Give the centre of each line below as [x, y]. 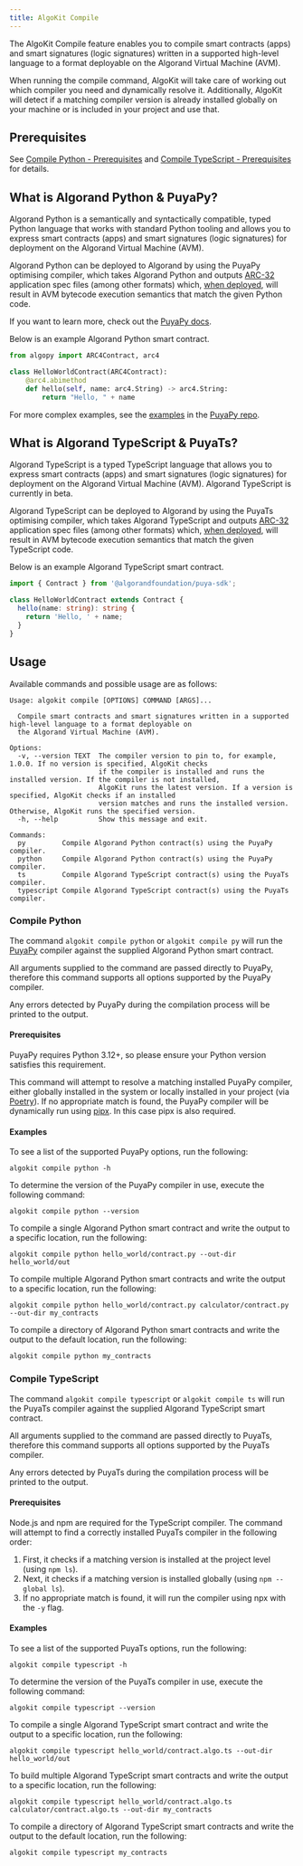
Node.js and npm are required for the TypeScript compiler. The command [146, 1522]
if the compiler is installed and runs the [181, 771]
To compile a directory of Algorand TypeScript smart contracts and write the [151, 1826]
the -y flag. [43, 1607]
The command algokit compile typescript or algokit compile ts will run [147, 1398]
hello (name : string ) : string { [76, 609]
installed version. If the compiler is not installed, [115, 779]
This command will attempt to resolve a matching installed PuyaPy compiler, [151, 1082]
